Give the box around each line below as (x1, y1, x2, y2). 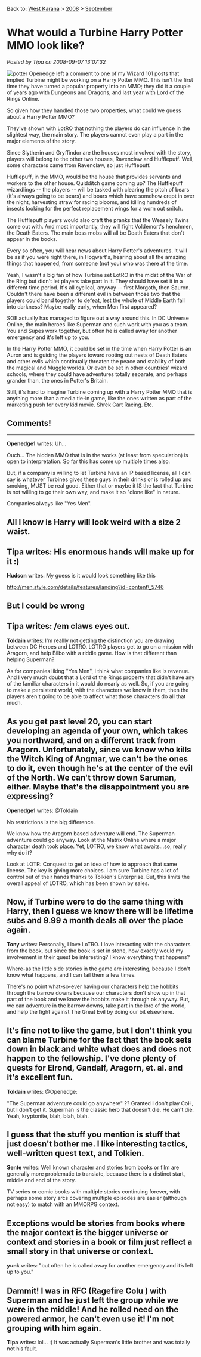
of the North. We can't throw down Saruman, (7, 772, 177, 782)
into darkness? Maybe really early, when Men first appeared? (7, 303, 157, 310)
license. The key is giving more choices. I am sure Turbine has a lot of (7, 866, 178, 874)
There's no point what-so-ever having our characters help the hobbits (7, 983, 178, 990)
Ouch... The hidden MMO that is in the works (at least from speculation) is (7, 451, 188, 458)
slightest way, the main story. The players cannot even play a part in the (7, 131, 184, 138)
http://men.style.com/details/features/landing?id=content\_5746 (7, 583, 164, 590)
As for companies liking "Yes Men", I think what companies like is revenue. (7, 668, 190, 675)
